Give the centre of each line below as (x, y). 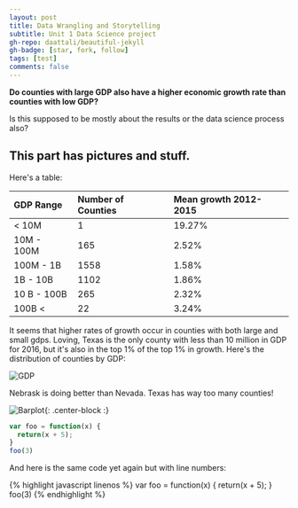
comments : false (39, 67)
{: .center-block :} (76, 410)
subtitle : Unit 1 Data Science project (83, 34)
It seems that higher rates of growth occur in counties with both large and (144, 330)
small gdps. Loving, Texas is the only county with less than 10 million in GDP (148, 340)
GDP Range (38, 205)
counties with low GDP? (54, 101)
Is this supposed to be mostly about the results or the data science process (147, 118)
